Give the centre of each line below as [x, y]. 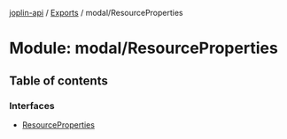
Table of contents [58, 80]
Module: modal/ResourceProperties [144, 48]
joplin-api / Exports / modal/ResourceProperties [96, 13]
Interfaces [32, 106]
